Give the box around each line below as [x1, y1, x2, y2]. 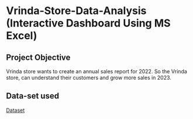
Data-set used [6, 91, 60, 101]
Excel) [6, 29, 37, 42]
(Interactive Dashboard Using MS [6, 16, 171, 30]
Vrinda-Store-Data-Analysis [6, 4, 147, 18]
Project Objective [6, 52, 71, 62]
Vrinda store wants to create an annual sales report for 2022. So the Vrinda [6, 68, 187, 74]
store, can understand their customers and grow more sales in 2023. [6, 74, 171, 81]
